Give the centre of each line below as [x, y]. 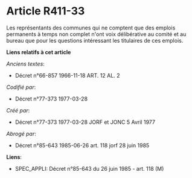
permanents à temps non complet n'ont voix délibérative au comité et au [96, 34]
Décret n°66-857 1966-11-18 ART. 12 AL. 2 [67, 75]
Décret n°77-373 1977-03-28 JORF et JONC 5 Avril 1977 [85, 122]
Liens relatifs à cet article [39, 52]
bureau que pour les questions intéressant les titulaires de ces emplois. [95, 40]
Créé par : [18, 110]
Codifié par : [21, 87]
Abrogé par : [21, 133]
